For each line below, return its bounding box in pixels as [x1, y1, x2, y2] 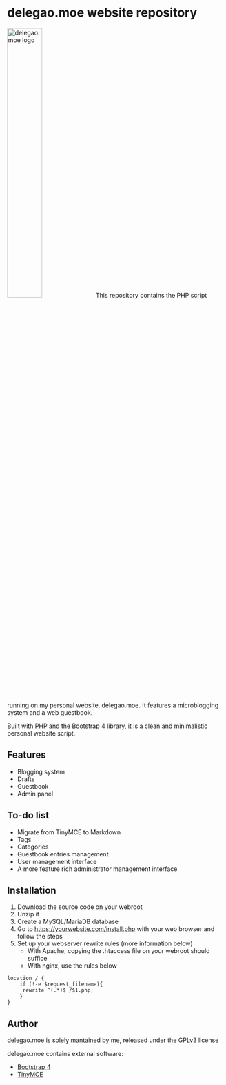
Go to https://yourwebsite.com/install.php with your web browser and [17, 925, 215, 933]
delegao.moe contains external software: [7, 1050, 124, 1058]
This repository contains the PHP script [95, 291, 207, 299]
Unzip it [17, 910, 40, 919]
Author [7, 1017, 38, 1030]
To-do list [7, 809, 50, 821]
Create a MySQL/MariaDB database [17, 917, 119, 926]
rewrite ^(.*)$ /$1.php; [22, 987, 94, 994]
